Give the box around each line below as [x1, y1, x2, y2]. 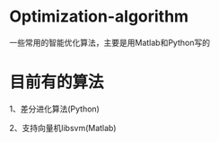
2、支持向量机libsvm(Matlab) [9, 122, 117, 133]
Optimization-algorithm [9, 6, 189, 27]
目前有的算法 [9, 72, 105, 93]
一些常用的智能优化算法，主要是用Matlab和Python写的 [9, 37, 211, 48]
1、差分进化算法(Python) [9, 103, 101, 114]
